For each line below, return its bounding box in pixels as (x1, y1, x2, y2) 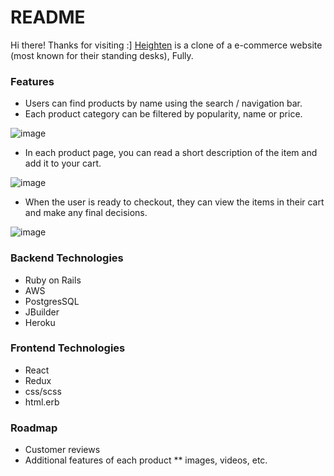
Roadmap (10, 421, 58, 435)
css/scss (24, 385, 62, 397)
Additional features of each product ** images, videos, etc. (24, 454, 268, 466)
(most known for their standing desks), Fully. (10, 49, 194, 61)
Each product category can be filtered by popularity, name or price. (24, 108, 303, 120)
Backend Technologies (10, 251, 124, 265)
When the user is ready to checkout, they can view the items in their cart (24, 196, 325, 208)
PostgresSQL (24, 295, 80, 307)
